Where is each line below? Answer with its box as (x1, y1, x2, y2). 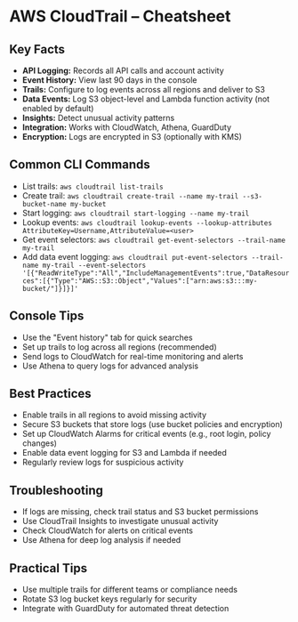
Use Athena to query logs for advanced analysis (21, 360, 198, 371)
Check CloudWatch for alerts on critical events (21, 525, 194, 536)
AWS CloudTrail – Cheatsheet (9, 6, 231, 27)
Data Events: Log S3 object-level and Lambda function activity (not (21, 93, 270, 104)
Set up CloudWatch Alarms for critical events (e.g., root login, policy (21, 429, 271, 440)
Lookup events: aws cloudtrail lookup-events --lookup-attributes (21, 216, 273, 228)
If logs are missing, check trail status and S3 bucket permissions (21, 506, 259, 517)
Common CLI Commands (9, 158, 150, 173)
